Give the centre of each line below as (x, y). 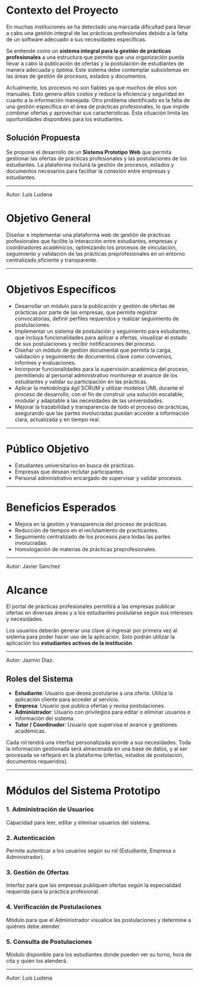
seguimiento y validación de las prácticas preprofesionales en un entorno (96, 253)
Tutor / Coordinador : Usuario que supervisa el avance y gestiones (96, 725)
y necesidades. (25, 619)
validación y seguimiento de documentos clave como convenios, (94, 356)
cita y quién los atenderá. (37, 960)
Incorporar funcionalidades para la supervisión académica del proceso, (102, 369)
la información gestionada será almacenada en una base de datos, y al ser (97, 749)
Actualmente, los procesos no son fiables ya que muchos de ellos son (92, 87)
